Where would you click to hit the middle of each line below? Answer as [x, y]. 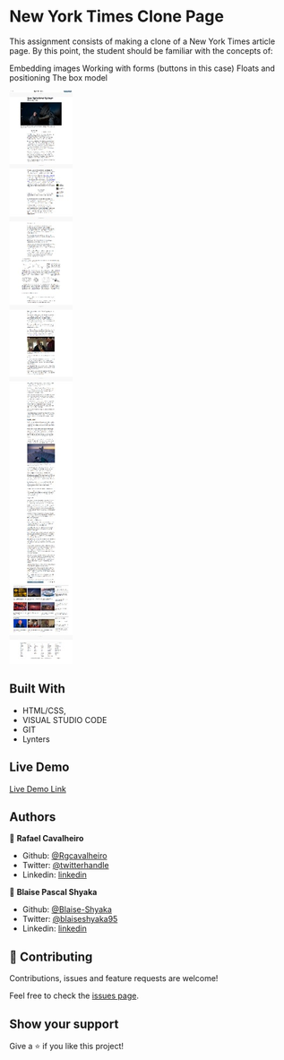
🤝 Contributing [51, 957]
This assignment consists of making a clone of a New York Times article [142, 41]
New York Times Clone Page [116, 17]
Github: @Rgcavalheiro [65, 856]
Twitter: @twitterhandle [65, 866]
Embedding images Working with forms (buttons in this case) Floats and [142, 68]
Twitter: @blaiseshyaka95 [70, 919]
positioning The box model [58, 77]
